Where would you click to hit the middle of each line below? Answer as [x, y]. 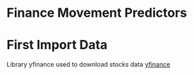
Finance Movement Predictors [97, 13]
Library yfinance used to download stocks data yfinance [89, 64]
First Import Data [57, 45]
